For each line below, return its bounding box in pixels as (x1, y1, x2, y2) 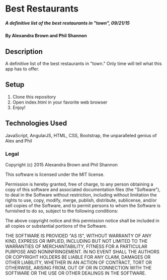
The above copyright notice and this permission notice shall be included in (5, 217, 159, 224)
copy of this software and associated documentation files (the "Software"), (5, 186, 161, 193)
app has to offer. (5, 66, 39, 72)
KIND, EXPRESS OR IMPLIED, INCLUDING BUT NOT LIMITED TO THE (5, 238, 148, 244)
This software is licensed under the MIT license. (5, 171, 105, 177)
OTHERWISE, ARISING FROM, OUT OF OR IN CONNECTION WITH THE (5, 264, 152, 270)
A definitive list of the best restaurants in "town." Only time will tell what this (5, 60, 162, 66)
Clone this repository (12, 94, 56, 100)
